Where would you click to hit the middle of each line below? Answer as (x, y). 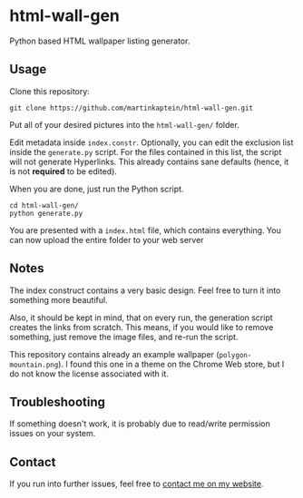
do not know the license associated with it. (89, 374)
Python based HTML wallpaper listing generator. (100, 41)
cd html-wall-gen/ (44, 205)
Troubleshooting (58, 401)
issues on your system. (53, 434)
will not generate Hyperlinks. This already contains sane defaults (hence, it (149, 161)
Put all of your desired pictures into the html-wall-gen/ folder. (125, 124)
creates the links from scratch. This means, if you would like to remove (142, 327)
